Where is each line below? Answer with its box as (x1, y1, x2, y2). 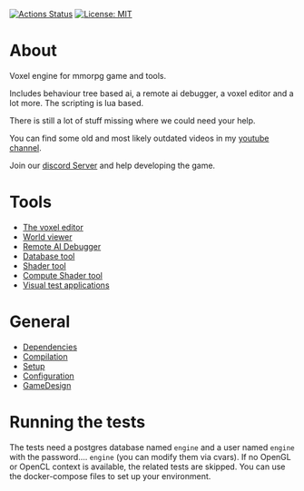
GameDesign (22, 379, 72, 390)
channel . (9, 142, 43, 153)
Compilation (22, 350, 68, 362)
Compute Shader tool (22, 270, 103, 280)
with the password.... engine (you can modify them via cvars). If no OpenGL (9, 451, 292, 462)
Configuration (22, 370, 74, 381)
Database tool (22, 250, 75, 261)
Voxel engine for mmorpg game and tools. (9, 70, 167, 81)
